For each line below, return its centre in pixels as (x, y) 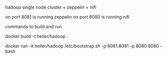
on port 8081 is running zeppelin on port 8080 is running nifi (67, 17)
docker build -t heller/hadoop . (37, 36)
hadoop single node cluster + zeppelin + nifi (51, 7)
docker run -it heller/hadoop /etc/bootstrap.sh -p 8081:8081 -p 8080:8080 (82, 46)
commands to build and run (34, 26)
